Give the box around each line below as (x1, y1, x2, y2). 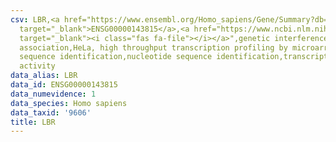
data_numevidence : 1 (10, 89, 97, 99)
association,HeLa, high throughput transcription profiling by (19, 42, 288, 53)
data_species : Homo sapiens (10, 98, 128, 108)
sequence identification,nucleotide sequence (19, 52, 213, 62)
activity (19, 61, 56, 71)
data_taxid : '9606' (10, 107, 92, 118)
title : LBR (10, 117, 56, 127)
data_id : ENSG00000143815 (10, 80, 118, 90)
